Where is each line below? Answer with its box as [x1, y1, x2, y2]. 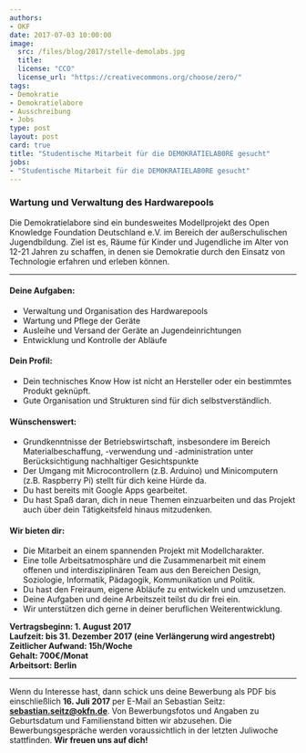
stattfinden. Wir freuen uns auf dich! [9, 735, 148, 746]
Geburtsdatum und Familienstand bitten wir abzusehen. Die [9, 716, 232, 727]
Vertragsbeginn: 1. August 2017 [9, 622, 132, 633]
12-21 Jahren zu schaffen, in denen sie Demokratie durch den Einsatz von [9, 246, 285, 256]
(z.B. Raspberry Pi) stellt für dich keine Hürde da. [22, 476, 207, 486]
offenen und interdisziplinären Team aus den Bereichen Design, [22, 565, 261, 576]
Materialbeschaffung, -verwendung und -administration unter [22, 446, 254, 457]
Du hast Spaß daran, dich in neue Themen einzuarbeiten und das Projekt [22, 495, 296, 506]
